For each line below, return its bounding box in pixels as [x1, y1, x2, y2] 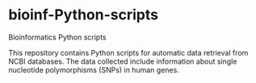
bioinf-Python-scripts [8, 6, 159, 24]
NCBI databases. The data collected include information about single [8, 56, 237, 66]
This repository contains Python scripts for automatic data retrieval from [8, 48, 249, 57]
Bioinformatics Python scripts [8, 32, 107, 42]
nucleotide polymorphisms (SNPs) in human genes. [8, 64, 179, 74]
